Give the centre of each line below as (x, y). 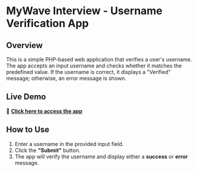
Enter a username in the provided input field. (69, 144)
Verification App (47, 23)
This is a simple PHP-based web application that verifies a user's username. (99, 59)
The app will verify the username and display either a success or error (101, 156)
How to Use (28, 130)
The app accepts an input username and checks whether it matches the (94, 66)
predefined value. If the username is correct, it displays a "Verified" (88, 72)
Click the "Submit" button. (47, 150)
